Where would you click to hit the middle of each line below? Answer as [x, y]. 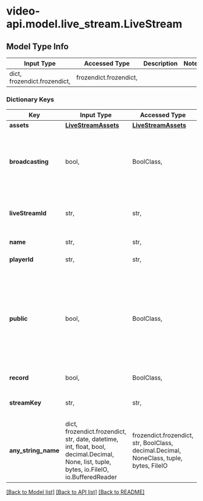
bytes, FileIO [150, 466]
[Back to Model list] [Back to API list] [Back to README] [76, 492]
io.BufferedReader [91, 477]
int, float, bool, [85, 447]
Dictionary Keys [30, 99]
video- [23, 11]
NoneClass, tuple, [157, 458]
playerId [21, 260]
